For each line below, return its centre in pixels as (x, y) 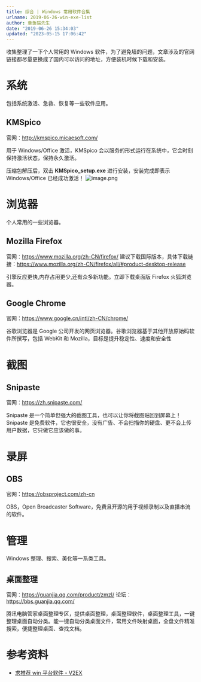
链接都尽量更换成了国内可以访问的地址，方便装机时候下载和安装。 (87, 59)
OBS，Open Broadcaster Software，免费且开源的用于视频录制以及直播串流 (98, 507)
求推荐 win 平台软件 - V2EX (48, 673)
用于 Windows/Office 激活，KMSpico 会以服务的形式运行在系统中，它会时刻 (100, 150)
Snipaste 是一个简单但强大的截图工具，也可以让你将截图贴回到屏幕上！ (94, 415)
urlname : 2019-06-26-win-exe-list (49, 17)
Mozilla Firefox (34, 241)
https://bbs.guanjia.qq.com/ (40, 601)
